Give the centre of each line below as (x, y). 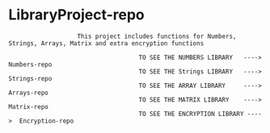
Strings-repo (30, 78)
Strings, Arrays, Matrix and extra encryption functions (106, 43)
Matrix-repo (28, 106)
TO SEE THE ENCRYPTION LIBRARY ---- (200, 114)
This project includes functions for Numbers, (157, 36)
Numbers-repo (30, 64)
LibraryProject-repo (76, 15)
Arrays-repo (28, 93)
